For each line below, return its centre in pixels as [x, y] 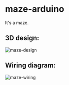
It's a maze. [17, 23]
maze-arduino [35, 9]
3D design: [22, 38]
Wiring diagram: [31, 66]
